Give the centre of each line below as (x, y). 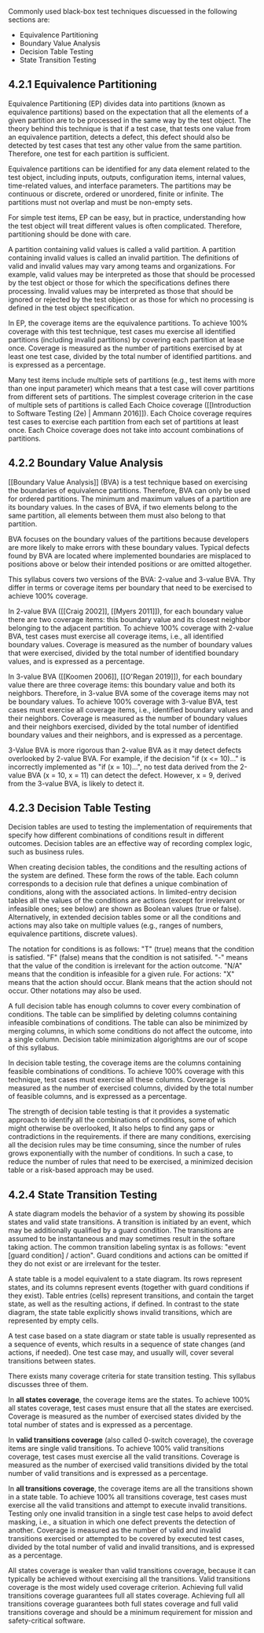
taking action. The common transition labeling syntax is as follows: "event (127, 1247)
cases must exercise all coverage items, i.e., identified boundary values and (131, 709)
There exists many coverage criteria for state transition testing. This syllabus (132, 1376)
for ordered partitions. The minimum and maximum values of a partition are (130, 499)
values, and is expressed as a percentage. (77, 661)
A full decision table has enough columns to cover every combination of (125, 1006)
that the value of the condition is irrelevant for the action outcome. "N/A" (125, 966)
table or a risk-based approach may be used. (81, 1170)
